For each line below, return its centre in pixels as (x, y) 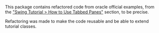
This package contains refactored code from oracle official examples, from (80, 7)
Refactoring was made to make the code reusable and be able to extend (77, 21)
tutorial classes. (21, 26)
